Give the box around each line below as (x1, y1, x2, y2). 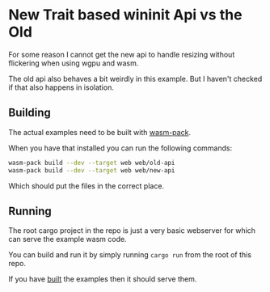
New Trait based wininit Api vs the (8, 6, 243, 24)
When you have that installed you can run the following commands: (8, 143, 233, 153)
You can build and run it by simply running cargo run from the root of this (8, 250, 252, 260)
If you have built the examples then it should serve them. (8, 274, 197, 284)
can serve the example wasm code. (8, 235, 127, 244)
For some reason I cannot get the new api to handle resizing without (8, 49, 235, 59)
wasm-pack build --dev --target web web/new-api (8, 166, 175, 175)
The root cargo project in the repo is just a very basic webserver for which (8, 226, 256, 235)
